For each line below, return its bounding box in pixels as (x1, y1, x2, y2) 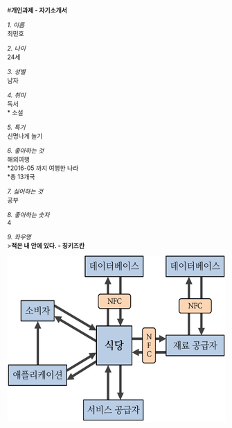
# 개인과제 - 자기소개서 (7, 6, 67, 14)
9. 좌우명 (7, 233, 31, 241)
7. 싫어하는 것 (7, 187, 44, 196)
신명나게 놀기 (7, 132, 43, 140)
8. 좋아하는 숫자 (7, 211, 50, 219)
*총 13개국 (7, 173, 35, 180)
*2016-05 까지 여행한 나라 (7, 164, 79, 172)
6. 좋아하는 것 (7, 146, 44, 155)
